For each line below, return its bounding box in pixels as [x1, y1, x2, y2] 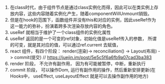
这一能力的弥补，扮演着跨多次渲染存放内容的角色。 [9, 23, 115, 29]
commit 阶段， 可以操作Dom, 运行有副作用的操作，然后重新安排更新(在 [9, 67, 156, 72]
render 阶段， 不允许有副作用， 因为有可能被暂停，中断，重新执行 [9, 60, 146, 66]
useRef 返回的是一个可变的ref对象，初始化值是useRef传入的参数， [9, 35, 147, 41]
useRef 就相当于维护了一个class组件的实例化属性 [9, 29, 111, 35]
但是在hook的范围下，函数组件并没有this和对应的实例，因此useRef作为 [9, 17, 156, 22]
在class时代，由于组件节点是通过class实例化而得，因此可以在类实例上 [9, 4, 154, 10]
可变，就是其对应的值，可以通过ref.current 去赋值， [14, 42, 121, 47]
